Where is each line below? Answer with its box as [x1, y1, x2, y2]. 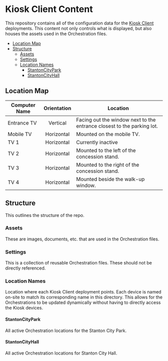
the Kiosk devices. [5, 305, 43, 311]
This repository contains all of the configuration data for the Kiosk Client [5, 20, 154, 26]
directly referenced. [5, 265, 46, 271]
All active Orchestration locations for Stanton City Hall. [5, 350, 117, 356]
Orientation [43, 104, 71, 111]
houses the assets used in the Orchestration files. [5, 30, 107, 36]
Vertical [48, 119, 66, 126]
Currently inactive [76, 138, 118, 145]
